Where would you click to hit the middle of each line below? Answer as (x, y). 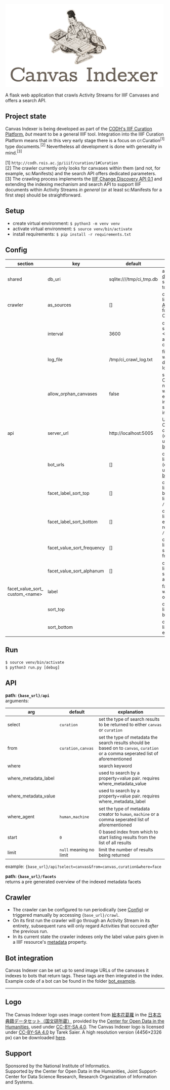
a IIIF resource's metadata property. (50, 942)
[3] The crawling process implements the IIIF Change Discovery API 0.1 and (84, 179)
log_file (55, 360)
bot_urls (56, 464)
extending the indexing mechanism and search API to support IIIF (73, 184)
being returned (114, 855)
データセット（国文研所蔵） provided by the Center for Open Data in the (89, 1021)
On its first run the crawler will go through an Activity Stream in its (81, 920)
